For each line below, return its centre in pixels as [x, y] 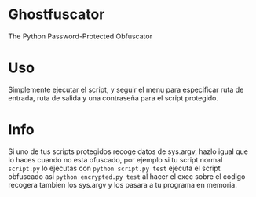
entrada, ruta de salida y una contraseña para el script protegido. [113, 98]
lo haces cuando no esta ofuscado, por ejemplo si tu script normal [115, 159]
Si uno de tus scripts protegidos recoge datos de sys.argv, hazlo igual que [128, 151]
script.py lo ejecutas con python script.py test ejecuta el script [115, 168]
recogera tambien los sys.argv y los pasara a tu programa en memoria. [123, 184]
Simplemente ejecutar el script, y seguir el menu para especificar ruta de [126, 89]
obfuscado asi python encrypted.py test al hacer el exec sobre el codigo [127, 176]
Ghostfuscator [57, 15]
